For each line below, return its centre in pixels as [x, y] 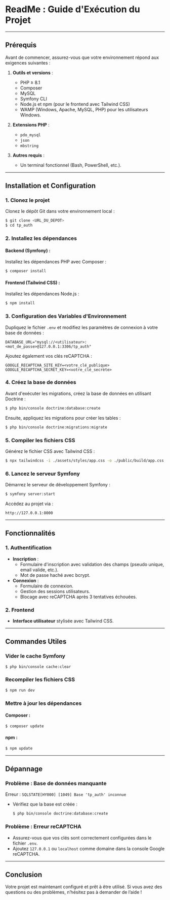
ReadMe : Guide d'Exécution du [73, 9]
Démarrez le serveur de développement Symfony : [58, 485]
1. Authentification [28, 548]
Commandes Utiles [36, 642]
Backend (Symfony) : [28, 251]
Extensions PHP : [31, 125]
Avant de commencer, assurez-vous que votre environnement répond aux [82, 57]
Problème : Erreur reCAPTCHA [44, 827]
